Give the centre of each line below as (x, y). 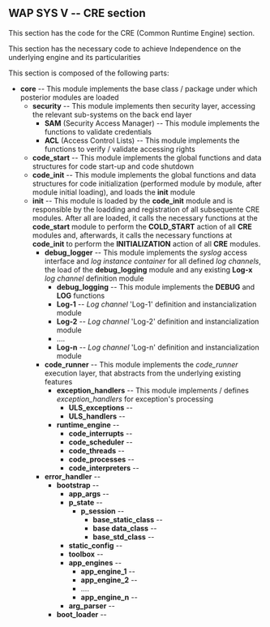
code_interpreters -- (104, 468)
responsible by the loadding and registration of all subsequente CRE (146, 209)
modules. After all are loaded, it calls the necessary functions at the (145, 217)
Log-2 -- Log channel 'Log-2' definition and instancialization (158, 321)
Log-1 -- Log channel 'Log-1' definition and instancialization (156, 304)
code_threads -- (96, 450)
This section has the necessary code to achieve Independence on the (125, 49)
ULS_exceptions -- (101, 407)
